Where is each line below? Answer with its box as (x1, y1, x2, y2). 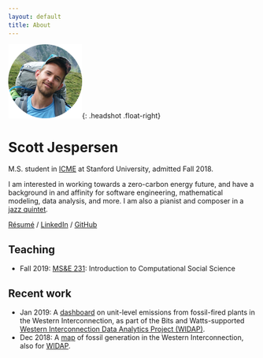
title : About (8, 21, 51, 29)
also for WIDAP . (19, 341, 71, 351)
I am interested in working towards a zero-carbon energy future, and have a (8, 180, 254, 189)
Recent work (8, 286, 72, 300)
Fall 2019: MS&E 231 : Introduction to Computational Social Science (19, 264, 236, 274)
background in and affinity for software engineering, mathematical (8, 188, 224, 197)
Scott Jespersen (8, 138, 119, 156)
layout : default (8, 13, 61, 21)
